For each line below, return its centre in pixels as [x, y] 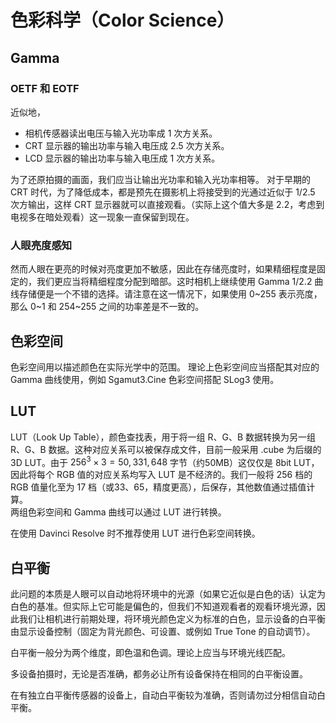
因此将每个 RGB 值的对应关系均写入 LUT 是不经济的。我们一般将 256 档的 [161, 475]
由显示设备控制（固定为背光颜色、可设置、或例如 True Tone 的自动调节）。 [163, 632]
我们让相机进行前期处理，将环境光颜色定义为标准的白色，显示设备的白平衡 [172, 619]
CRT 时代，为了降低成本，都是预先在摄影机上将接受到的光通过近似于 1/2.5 [163, 192]
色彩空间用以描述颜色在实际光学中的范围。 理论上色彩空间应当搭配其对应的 [165, 367]
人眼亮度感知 [41, 245]
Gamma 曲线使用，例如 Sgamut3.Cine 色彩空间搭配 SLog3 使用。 [145, 379]
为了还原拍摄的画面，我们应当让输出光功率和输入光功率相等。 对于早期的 [160, 179]
